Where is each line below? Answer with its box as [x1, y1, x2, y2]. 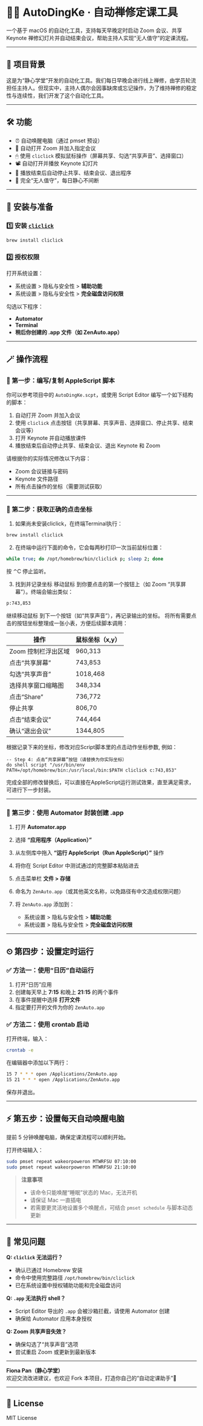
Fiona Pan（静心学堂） [6, 1367, 63, 1374]
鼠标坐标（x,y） [75, 636, 121, 644]
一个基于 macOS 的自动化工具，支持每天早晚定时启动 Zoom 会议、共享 [6, 27, 182, 34]
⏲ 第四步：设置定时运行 [6, 946, 94, 956]
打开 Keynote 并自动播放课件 [14, 435, 86, 442]
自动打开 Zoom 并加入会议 [14, 411, 80, 419]
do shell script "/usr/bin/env [6, 762, 85, 768]
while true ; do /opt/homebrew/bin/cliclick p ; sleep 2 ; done [6, 556, 164, 562]
